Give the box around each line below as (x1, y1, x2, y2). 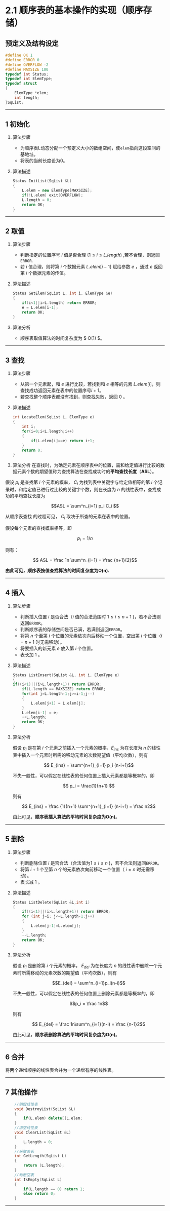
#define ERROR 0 (5, 57, 39, 62)
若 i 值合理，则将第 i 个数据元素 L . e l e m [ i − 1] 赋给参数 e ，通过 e (20, 264, 153, 270)
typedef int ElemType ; (5, 76, 53, 82)
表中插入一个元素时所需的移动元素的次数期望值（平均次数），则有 (12, 752, 148, 758)
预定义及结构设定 (5, 39, 59, 48)
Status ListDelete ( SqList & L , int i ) (12, 900, 90, 905)
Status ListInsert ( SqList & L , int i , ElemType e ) (12, 672, 120, 678)
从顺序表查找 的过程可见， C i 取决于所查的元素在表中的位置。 (5, 514, 133, 521)
